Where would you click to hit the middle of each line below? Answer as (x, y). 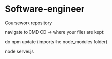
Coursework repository (28, 23)
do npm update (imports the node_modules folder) (56, 42)
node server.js (20, 51)
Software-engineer (45, 9)
